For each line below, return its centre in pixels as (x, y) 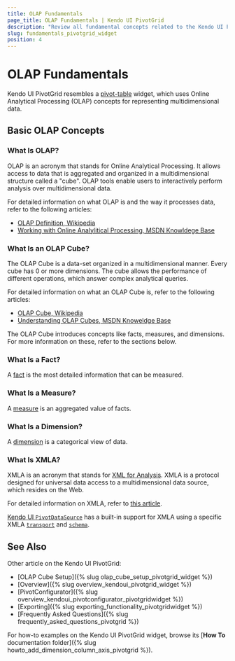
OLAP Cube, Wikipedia (50, 313)
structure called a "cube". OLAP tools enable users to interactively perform (115, 181)
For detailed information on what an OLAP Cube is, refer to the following (111, 292)
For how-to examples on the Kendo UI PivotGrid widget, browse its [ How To (116, 635)
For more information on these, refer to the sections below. (92, 342)
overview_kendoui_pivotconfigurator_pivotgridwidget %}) (100, 599)
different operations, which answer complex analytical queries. (98, 279)
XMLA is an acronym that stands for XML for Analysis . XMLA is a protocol (113, 475)
